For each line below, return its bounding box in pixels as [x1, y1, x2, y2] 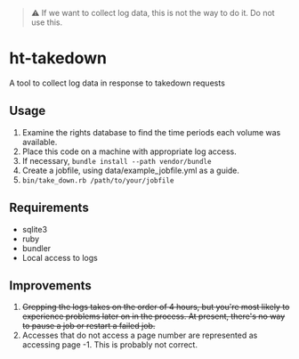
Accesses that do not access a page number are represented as [21, 330, 258, 341]
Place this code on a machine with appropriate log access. [21, 146, 238, 157]
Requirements [9, 200, 89, 216]
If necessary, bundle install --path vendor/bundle [21, 155, 212, 166]
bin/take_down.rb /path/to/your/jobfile [21, 175, 174, 185]
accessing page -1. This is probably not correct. [21, 339, 198, 350]
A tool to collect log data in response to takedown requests [9, 78, 225, 88]
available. [21, 136, 58, 147]
